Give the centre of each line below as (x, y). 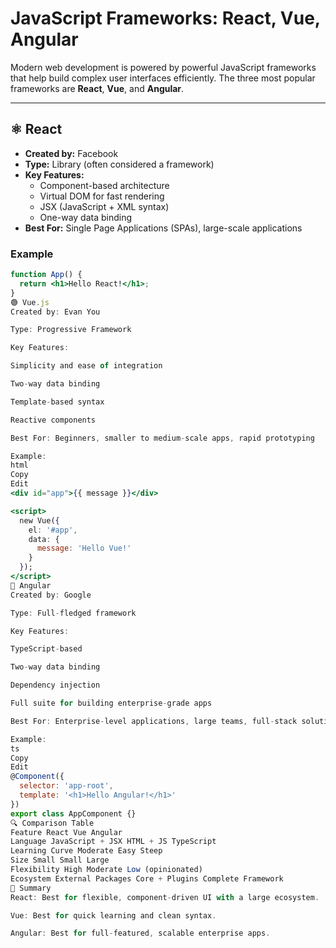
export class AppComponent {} (73, 813)
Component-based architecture (104, 185)
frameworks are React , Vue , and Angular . (97, 88)
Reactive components (53, 420)
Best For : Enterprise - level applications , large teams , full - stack (154, 721)
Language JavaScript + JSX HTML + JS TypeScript (113, 842)
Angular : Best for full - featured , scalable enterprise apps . (140, 933)
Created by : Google (51, 595)
